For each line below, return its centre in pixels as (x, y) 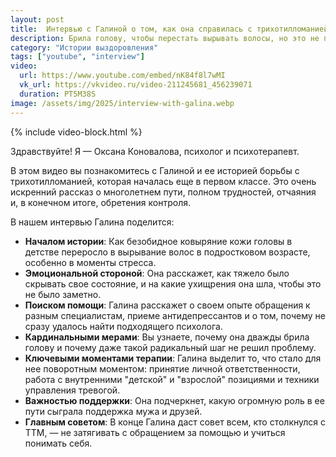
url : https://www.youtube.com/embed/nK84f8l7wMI (122, 76)
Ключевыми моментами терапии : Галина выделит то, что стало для (173, 358)
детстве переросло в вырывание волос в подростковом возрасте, (167, 252)
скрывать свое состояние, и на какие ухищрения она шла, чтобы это (173, 283)
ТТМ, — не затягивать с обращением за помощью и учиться (155, 432)
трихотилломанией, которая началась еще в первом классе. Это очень (163, 181)
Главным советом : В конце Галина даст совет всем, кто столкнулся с (175, 422)
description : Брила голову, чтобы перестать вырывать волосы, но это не (165, 38)
